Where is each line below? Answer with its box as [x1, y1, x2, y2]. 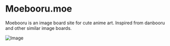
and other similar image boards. [5, 25, 72, 31]
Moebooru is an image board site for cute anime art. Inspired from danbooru [5, 20, 165, 26]
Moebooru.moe [5, 3, 72, 15]
